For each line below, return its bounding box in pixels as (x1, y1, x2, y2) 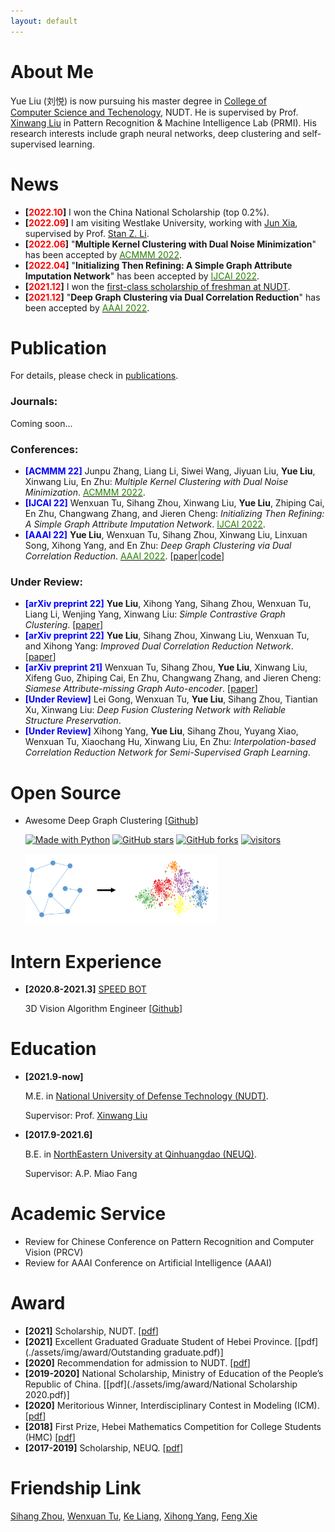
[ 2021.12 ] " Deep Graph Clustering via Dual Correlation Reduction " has (24, 291, 321, 303)
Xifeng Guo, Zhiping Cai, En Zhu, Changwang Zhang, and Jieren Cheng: (24, 672, 322, 684)
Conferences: (10, 442, 79, 456)
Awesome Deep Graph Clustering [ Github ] (24, 815, 199, 827)
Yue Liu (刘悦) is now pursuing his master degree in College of (10, 95, 267, 107)
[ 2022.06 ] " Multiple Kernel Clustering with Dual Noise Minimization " (24, 238, 317, 250)
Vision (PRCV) (24, 1246, 84, 1259)
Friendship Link (10, 1477, 142, 1500)
